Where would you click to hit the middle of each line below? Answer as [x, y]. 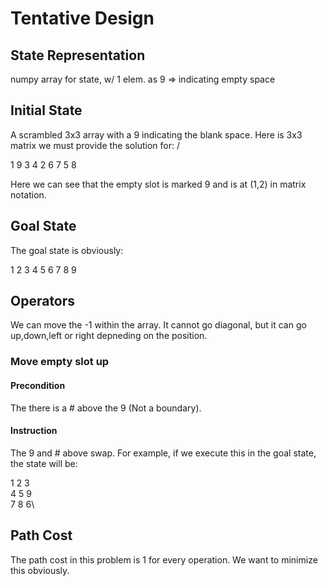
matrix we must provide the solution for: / [95, 145]
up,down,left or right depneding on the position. [109, 336]
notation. [28, 194]
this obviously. [40, 570]
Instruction [34, 431]
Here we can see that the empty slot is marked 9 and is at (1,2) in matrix [158, 184]
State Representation [78, 55]
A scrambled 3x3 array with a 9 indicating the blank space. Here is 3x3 [156, 134]
